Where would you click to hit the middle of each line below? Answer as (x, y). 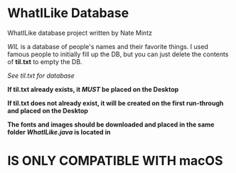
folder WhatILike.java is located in (59, 132)
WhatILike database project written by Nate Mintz (80, 33)
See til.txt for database (41, 75)
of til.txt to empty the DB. (45, 61)
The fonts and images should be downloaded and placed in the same (111, 124)
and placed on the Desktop (48, 110)
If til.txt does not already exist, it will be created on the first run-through (116, 103)
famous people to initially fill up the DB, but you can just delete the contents (118, 54)
